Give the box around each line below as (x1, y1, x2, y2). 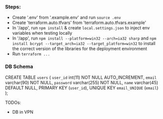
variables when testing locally (12, 30, 72, 36)
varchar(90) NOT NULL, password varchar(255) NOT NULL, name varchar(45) (5, 79, 158, 85)
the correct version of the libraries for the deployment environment (12, 46, 147, 52)
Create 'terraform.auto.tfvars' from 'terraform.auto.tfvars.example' (12, 20, 146, 25)
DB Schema (5, 63, 33, 70)
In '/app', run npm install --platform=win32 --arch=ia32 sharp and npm (12, 35, 157, 41)
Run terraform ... (12, 51, 50, 57)
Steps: (5, 3, 21, 10)
